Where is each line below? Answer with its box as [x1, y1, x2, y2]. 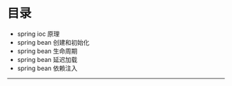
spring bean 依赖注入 [17, 64, 78, 72]
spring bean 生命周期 [17, 47, 78, 55]
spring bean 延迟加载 [17, 55, 78, 63]
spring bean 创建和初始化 [17, 38, 90, 46]
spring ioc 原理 [17, 30, 60, 38]
